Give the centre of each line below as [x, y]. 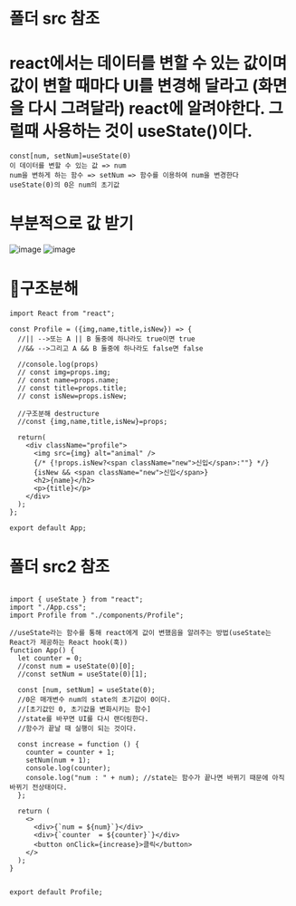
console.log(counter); [68, 768]
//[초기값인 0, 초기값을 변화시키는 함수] [85, 709]
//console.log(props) [58, 364]
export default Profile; [56, 892]
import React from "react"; [62, 313]
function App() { [42, 650]
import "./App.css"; [48, 607]
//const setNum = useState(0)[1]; [82, 674]
